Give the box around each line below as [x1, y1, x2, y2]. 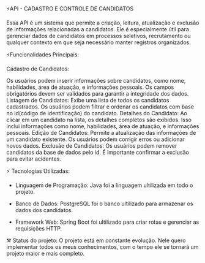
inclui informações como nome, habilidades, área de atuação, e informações [6, 123, 199, 130]
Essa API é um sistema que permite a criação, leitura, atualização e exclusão [6, 19, 199, 26]
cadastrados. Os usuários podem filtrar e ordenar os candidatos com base [6, 103, 195, 110]
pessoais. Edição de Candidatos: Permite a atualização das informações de [6, 129, 196, 136]
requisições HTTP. [15, 225, 62, 232]
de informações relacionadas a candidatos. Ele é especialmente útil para [6, 26, 190, 32]
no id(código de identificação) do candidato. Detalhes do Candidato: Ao [6, 110, 188, 116]
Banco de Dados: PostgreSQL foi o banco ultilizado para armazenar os [15, 200, 193, 207]
